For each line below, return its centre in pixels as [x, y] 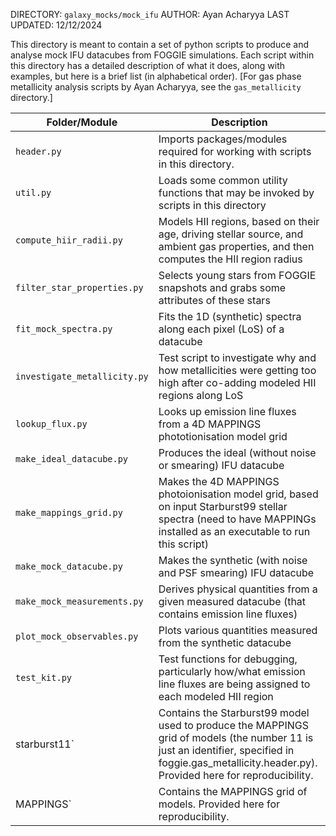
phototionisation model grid [223, 436]
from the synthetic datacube [225, 642]
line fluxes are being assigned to [234, 684]
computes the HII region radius [230, 259]
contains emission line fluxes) [228, 614]
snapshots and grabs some [222, 287]
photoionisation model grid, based [238, 494]
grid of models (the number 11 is [236, 737]
